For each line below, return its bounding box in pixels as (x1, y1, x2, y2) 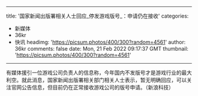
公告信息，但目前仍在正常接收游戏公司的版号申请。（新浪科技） (21, 84, 174, 91)
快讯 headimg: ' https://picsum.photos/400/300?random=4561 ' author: (14, 39, 186, 45)
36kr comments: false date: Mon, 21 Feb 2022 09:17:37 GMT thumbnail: (14, 45, 189, 52)
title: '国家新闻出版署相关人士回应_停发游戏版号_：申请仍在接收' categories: (6, 12, 189, 19)
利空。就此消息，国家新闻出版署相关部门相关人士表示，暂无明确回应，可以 (6, 77, 187, 83)
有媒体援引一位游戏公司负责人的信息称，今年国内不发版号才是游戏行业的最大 (6, 69, 192, 76)
